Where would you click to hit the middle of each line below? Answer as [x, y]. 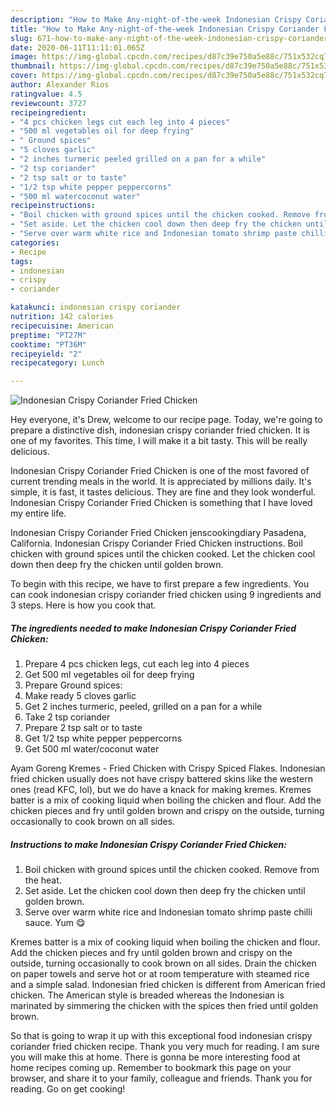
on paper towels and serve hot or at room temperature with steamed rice [160, 974]
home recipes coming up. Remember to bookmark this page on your [151, 1068]
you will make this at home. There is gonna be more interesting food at [155, 1057]
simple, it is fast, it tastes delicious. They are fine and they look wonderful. [163, 492]
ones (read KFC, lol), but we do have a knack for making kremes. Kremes [161, 790]
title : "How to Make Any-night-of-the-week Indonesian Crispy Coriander [165, 29]
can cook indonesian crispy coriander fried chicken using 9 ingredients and [166, 595]
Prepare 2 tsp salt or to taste [83, 728]
